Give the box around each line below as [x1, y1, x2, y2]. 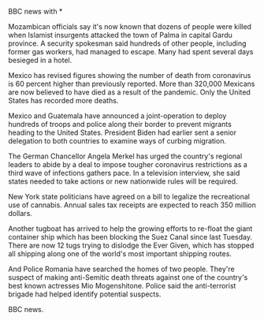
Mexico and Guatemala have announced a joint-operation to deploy [8, 111, 227, 121]
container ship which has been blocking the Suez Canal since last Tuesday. [8, 233, 252, 241]
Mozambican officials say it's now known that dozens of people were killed [8, 22, 252, 31]
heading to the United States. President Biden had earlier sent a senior [8, 128, 236, 137]
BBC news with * [8, 7, 63, 16]
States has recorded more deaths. [8, 96, 119, 105]
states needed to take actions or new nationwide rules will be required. [8, 177, 238, 186]
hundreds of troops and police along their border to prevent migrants [8, 120, 232, 128]
